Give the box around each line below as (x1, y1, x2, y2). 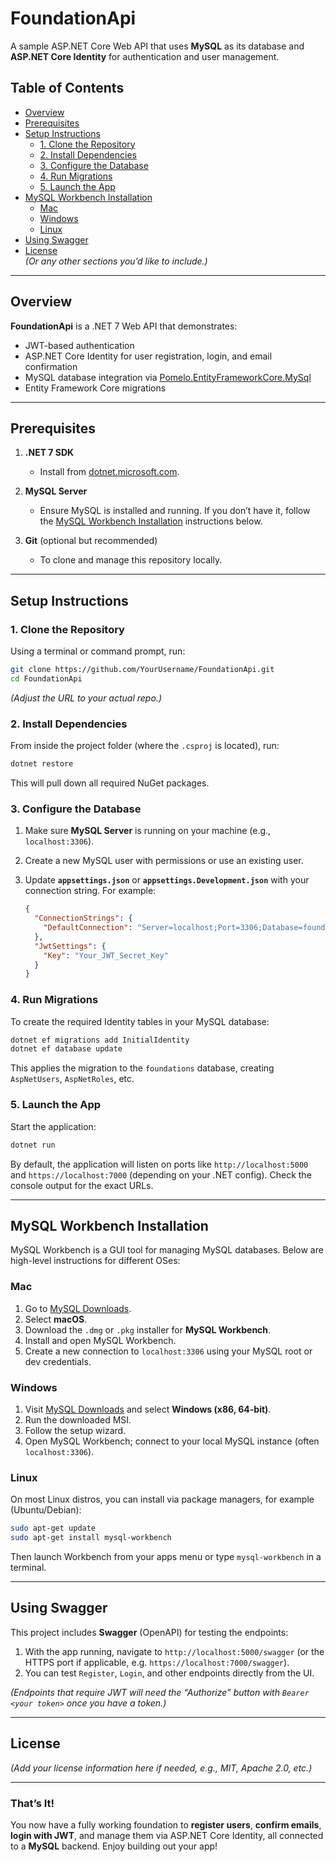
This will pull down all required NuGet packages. (10, 777, 210, 789)
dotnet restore (10, 759, 74, 769)
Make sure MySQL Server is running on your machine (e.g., (24, 825, 272, 837)
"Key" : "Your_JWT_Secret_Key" (43, 950, 169, 961)
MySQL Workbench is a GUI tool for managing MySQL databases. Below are (10, 1244, 324, 1256)
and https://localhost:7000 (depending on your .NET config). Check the (10, 1168, 312, 1181)
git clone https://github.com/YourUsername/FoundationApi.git (10, 665, 275, 675)
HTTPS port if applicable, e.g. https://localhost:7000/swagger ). (24, 1656, 290, 1668)
